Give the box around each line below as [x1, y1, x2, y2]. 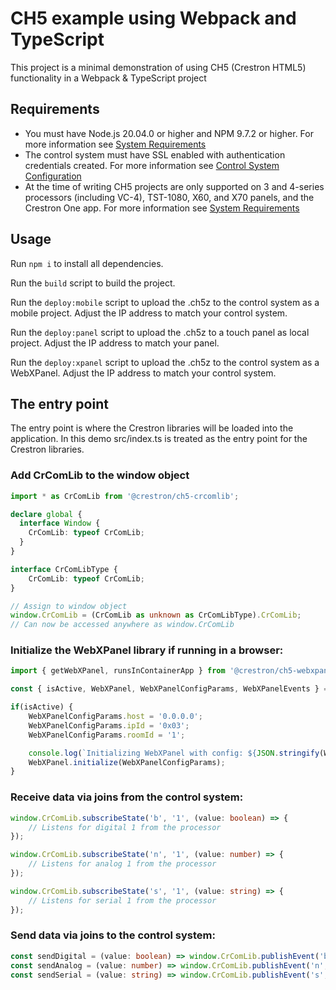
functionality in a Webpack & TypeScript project [10, 72, 207, 84]
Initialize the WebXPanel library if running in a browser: [10, 643, 284, 657]
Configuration [24, 170, 82, 182]
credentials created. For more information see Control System [24, 159, 280, 171]
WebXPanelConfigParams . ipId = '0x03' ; [28, 720, 190, 731]
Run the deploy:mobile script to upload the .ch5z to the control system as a [10, 296, 320, 308]
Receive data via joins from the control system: [10, 790, 244, 804]
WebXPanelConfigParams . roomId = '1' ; [28, 730, 186, 740]
